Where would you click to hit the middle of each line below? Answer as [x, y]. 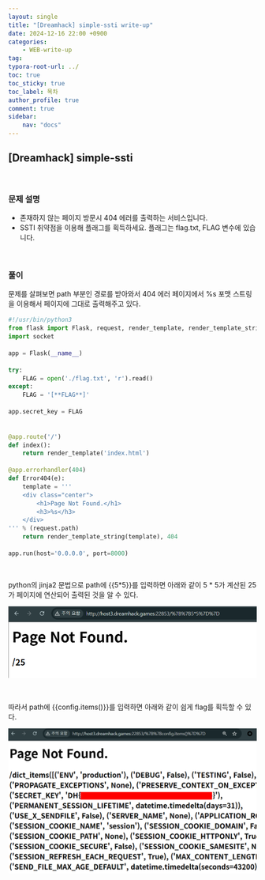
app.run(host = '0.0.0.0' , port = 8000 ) [68, 553]
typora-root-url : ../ [44, 67]
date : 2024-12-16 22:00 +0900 [58, 33]
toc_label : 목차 [33, 92]
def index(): [30, 445]
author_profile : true [44, 100]
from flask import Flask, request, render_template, [97, 328]
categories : [28, 42]
